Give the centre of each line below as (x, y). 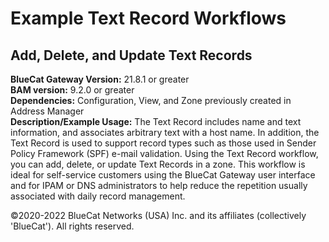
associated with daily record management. (98, 196)
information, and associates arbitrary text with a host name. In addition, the (165, 132)
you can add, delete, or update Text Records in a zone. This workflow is (158, 164)
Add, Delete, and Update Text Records (131, 55)
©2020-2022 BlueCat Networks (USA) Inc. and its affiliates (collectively (158, 215)
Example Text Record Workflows (148, 18)
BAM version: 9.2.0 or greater (72, 90)
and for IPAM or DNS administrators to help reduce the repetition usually (159, 185)
